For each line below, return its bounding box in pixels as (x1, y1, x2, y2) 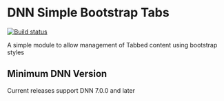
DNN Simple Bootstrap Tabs (7, 5, 170, 21)
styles (7, 48, 25, 56)
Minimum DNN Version (7, 68, 108, 80)
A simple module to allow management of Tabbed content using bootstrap (7, 41, 218, 49)
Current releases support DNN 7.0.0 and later (7, 86, 136, 94)
